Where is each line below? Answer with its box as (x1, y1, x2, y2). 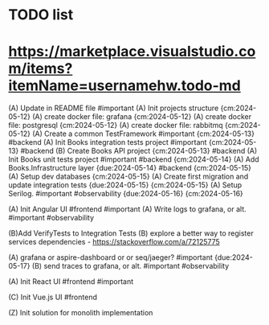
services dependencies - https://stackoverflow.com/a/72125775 (8, 237, 221, 247)
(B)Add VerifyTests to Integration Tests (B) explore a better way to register (8, 228, 255, 238)
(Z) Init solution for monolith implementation (8, 308, 153, 318)
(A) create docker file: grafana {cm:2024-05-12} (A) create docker (31, 112, 251, 121)
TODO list (8, 6, 74, 24)
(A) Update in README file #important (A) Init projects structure (8, 103, 219, 113)
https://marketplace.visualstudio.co (8, 43, 256, 61)
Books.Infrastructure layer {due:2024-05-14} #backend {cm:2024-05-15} (8, 163, 251, 173)
